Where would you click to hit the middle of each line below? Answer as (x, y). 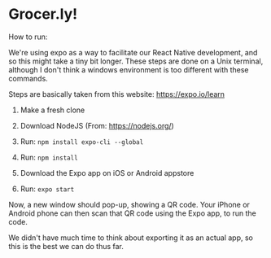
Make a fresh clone (52, 110)
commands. (28, 78)
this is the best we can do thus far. (66, 246)
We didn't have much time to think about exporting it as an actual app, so (131, 238)
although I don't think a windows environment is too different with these (129, 69)
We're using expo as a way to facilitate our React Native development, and (133, 52)
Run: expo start (47, 189)
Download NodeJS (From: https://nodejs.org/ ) (97, 125)
